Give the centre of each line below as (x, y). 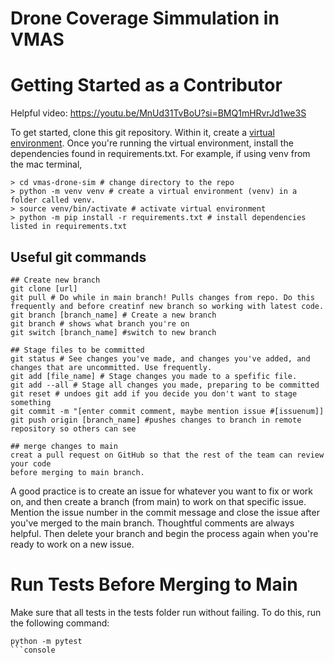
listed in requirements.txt (69, 227)
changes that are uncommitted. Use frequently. (111, 367)
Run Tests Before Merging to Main (154, 584)
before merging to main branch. (77, 472)
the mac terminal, (46, 164)
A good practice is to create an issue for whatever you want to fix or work (161, 491)
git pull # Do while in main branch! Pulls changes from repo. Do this (162, 297)
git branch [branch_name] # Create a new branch (113, 315)
